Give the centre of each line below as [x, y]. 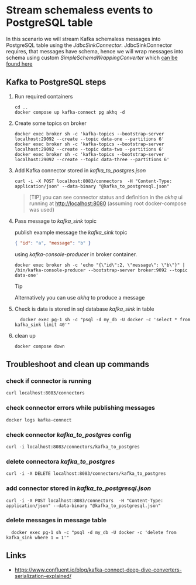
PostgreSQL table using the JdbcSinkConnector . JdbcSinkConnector [89, 45]
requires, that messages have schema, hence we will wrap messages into [95, 51]
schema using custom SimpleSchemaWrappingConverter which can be [92, 57]
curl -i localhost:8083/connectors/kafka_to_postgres [73, 447]
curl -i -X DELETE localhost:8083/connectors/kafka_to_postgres [86, 474]
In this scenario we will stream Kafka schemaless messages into [83, 39]
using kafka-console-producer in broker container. [76, 254]
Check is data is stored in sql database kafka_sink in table [84, 309]
